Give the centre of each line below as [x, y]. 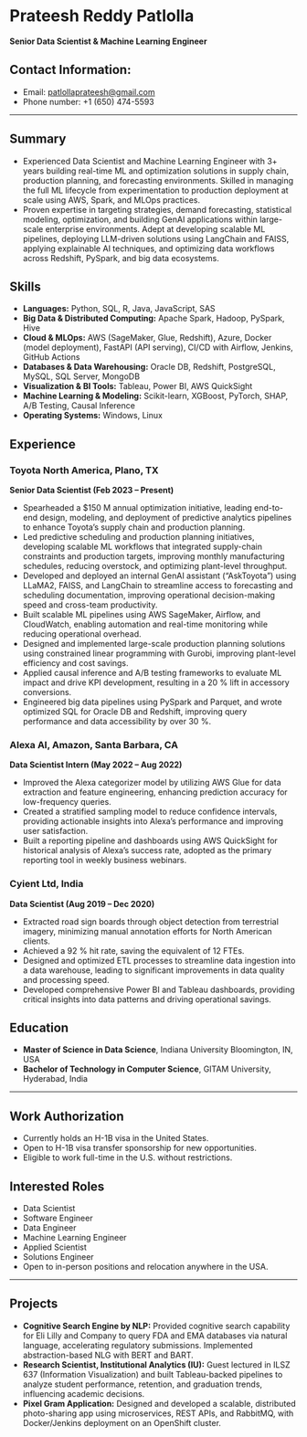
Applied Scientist [54, 1247]
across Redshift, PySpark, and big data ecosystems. [121, 258]
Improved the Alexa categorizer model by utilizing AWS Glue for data [152, 783]
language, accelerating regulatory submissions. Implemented [138, 1345]
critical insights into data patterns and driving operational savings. [147, 999]
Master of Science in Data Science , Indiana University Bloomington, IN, [158, 1050]
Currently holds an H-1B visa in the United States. [116, 1138]
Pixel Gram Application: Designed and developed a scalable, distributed [159, 1403]
